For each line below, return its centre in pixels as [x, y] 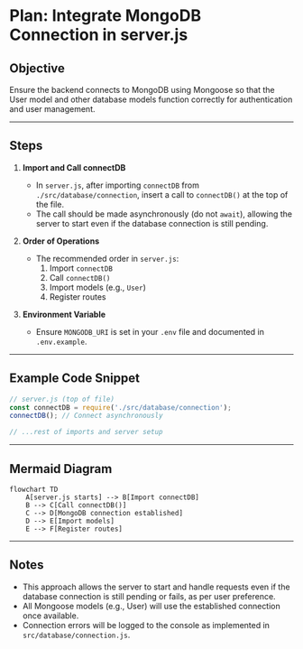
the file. [50, 204]
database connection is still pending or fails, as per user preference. [149, 596]
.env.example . [61, 341]
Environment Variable [64, 314]
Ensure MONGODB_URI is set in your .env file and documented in [150, 331]
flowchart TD [34, 489]
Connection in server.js [99, 35]
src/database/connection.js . [76, 635]
